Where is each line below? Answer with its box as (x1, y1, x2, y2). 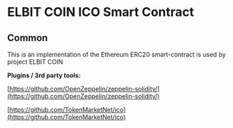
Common (7, 32, 48, 44)
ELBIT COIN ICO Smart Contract (7, 4, 194, 20)
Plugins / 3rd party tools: (7, 71, 82, 79)
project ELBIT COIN (7, 58, 63, 66)
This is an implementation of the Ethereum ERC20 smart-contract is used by (7, 50, 226, 58)
